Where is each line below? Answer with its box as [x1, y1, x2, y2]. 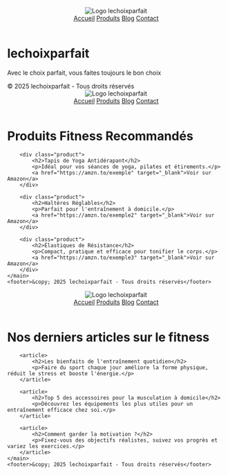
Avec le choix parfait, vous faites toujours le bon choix [7, 69, 162, 77]
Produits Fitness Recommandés [7, 128, 193, 144]
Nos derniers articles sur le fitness [7, 329, 210, 345]
